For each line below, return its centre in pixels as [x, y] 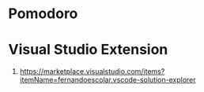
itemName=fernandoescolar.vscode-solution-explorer [108, 80]
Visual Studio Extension [88, 50]
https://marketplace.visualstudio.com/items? [92, 72]
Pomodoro [43, 14]
